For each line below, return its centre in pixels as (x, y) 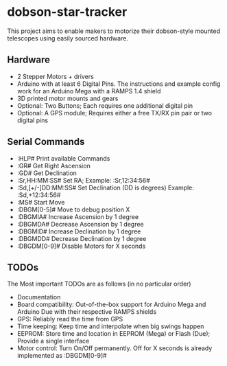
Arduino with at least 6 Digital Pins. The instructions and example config (119, 84)
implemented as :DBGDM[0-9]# (62, 356)
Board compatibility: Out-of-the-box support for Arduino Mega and (111, 305)
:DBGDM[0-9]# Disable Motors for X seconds (81, 246)
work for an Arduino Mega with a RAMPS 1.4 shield (89, 91)
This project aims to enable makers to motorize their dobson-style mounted (114, 31)
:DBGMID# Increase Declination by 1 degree (79, 231)
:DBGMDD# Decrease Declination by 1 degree (82, 238)
